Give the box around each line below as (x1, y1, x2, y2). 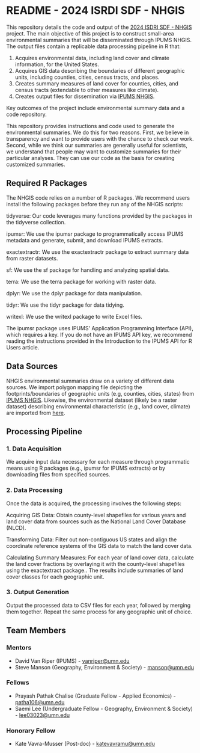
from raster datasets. (6, 254, 58, 262)
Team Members (6, 625, 66, 636)
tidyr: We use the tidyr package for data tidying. (6, 301, 125, 309)
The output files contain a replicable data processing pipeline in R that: (6, 43, 181, 50)
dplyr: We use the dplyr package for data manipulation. (6, 289, 142, 297)
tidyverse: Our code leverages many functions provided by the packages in (6, 212, 193, 220)
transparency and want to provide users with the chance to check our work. (6, 135, 194, 142)
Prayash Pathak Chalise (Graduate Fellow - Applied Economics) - (14, 692, 176, 699)
